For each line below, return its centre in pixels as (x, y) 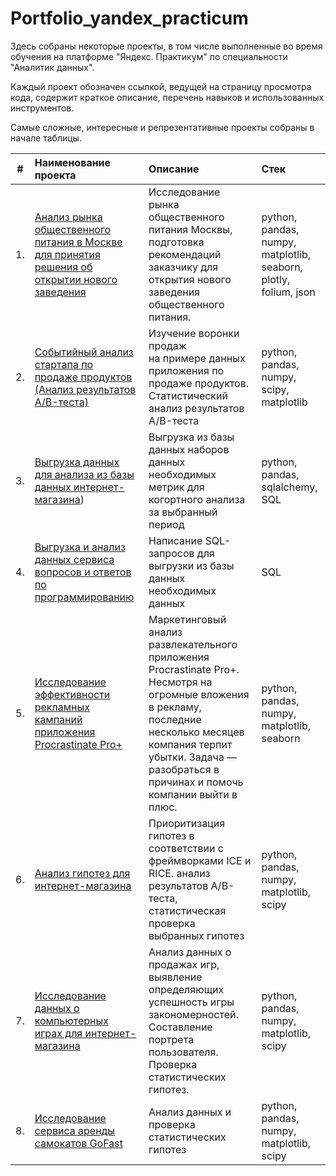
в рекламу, (175, 707)
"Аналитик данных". (52, 67)
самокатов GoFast (78, 1143)
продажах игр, (184, 964)
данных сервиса (74, 559)
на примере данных (197, 358)
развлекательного (193, 644)
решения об (63, 267)
